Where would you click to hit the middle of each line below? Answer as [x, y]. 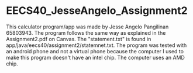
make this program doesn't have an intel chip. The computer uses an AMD [96, 57]
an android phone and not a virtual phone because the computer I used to [95, 51]
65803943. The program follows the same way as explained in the [86, 32]
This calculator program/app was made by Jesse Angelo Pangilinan [87, 27]
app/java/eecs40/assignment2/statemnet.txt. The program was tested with [96, 45]
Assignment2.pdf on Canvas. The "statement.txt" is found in [79, 39]
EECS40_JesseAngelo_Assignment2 [97, 11]
